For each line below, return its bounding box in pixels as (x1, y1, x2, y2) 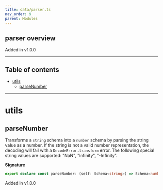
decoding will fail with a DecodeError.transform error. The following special (5, 147, 155, 153)
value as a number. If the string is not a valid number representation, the (5, 142, 149, 148)
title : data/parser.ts (5, 7, 51, 12)
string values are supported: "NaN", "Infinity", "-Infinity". (5, 153, 118, 158)
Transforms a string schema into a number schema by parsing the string (5, 137, 149, 143)
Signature (5, 162, 26, 168)
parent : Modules (5, 16, 38, 21)
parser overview (5, 34, 56, 42)
